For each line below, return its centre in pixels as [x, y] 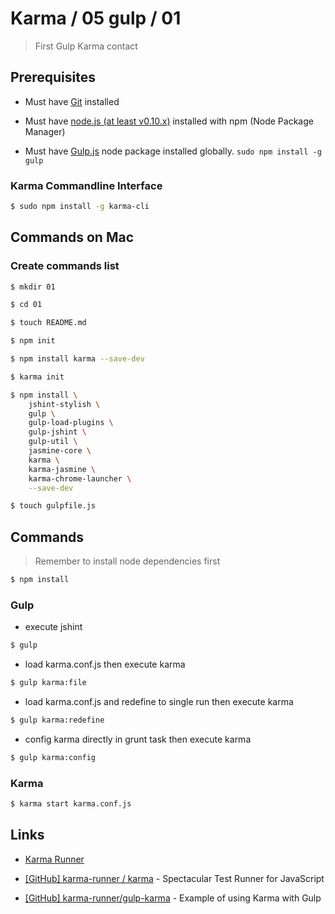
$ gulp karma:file [48, 683]
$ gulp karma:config [53, 757]
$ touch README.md [48, 323]
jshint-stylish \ [64, 404]
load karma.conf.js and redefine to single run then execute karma [159, 702]
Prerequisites [53, 77]
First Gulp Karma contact [86, 46]
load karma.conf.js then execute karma [105, 664]
